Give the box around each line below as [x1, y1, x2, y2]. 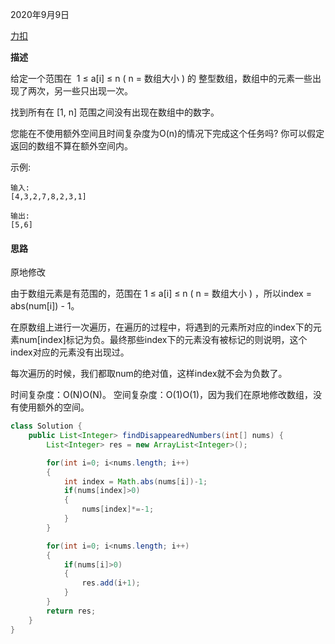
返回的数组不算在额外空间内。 [10, 140, 133, 152]
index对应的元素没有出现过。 [10, 346, 130, 358]
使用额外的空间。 [18, 401, 90, 413]
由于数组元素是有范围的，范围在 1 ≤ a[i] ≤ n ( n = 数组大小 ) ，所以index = [10, 288, 312, 300]
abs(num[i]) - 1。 [10, 300, 80, 312]
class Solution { [10, 421, 83, 432]
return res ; [46, 606, 97, 616]
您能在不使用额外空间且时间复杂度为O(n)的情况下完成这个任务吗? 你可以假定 [10, 128, 325, 139]
